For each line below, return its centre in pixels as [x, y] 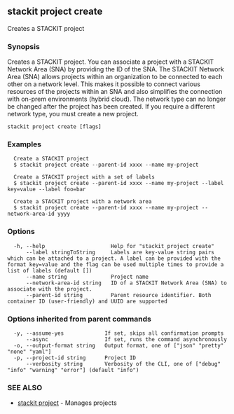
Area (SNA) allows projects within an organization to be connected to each [115, 77]
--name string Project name [87, 277]
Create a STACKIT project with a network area [83, 202]
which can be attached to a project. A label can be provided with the [114, 258]
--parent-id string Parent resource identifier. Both [118, 295]
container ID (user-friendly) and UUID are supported [88, 301]
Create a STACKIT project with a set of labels [84, 177]
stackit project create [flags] [54, 127]
